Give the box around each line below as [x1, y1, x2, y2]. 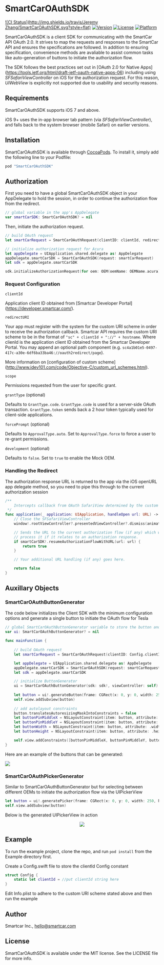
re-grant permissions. [5, 436, 49, 442]
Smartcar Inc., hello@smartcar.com [5, 923, 76, 929]
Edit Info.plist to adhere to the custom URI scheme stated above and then [5, 890, 152, 896]
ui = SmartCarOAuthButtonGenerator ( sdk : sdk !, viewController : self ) [14, 684, 159, 688]
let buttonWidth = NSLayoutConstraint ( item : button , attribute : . [14, 724, 152, 730]
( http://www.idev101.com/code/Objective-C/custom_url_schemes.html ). [5, 364, 149, 370]
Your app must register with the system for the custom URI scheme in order [5, 324, 157, 330]
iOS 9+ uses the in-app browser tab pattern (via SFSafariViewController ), [5, 116, 153, 123]
